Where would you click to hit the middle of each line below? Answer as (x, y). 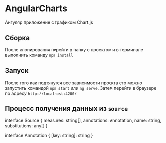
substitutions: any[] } (27, 126)
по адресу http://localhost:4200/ (41, 93)
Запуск (17, 71)
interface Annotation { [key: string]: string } (49, 135)
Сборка (17, 38)
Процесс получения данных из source (67, 109)
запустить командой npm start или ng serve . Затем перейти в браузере (81, 88)
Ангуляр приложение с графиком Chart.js (49, 22)
